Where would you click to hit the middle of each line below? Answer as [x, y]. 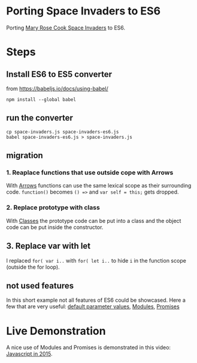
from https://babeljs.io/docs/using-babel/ [57, 88]
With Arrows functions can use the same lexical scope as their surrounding [99, 186]
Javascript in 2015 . [29, 354]
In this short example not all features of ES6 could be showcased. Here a [96, 300]
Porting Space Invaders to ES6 [83, 11]
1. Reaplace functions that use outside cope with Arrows [90, 172]
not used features [40, 286]
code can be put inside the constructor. [55, 227]
